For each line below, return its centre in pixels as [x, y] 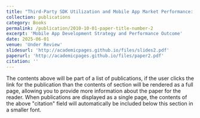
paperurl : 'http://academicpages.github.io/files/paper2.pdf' [85, 56]
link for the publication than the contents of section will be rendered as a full [100, 84]
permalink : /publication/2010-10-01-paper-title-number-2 [80, 28]
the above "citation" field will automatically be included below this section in [100, 103]
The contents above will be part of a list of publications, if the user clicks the [100, 78]
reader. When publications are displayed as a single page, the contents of [97, 97]
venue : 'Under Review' [34, 45]
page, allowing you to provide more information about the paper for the [93, 91]
